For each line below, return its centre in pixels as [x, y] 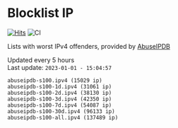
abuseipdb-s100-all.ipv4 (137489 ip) [63, 117]
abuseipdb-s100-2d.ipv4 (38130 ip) [60, 93]
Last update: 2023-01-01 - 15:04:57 [59, 67]
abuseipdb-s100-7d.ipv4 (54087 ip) [60, 105]
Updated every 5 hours [41, 60]
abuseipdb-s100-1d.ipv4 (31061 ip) [60, 86]
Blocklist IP [41, 13]
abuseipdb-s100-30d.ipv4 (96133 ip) [61, 111]
